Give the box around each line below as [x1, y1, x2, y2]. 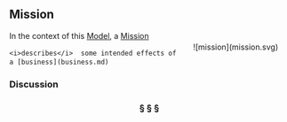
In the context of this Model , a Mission [9, 30, 149, 41]
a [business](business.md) [9, 57, 109, 66]
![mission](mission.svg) [192, 42, 278, 52]
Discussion [9, 78, 60, 90]
